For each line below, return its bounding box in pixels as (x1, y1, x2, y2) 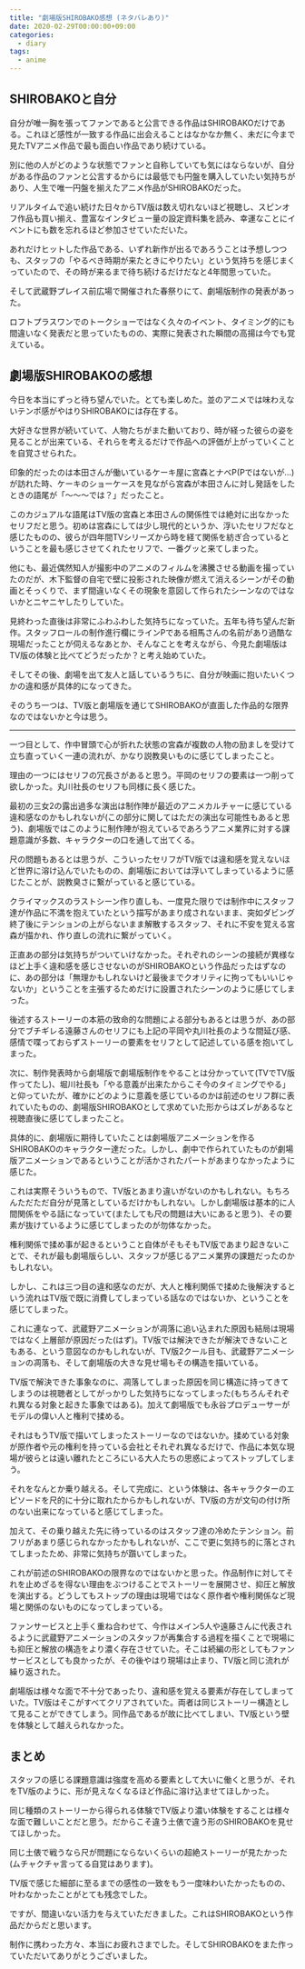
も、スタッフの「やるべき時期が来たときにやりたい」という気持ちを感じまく (9, 255, 296, 265)
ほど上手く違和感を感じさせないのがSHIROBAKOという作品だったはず (9, 960, 271, 971)
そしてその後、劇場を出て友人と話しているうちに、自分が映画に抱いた (9, 669, 271, 680)
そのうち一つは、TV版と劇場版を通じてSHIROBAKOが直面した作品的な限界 (9, 699, 290, 710)
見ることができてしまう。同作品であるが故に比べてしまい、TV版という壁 (16, 1708, 290, 1719)
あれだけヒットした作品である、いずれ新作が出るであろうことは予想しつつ (9, 243, 288, 255)
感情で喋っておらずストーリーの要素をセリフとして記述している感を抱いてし (9, 1036, 295, 1047)
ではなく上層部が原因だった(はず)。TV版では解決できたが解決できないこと (9, 1334, 289, 1345)
